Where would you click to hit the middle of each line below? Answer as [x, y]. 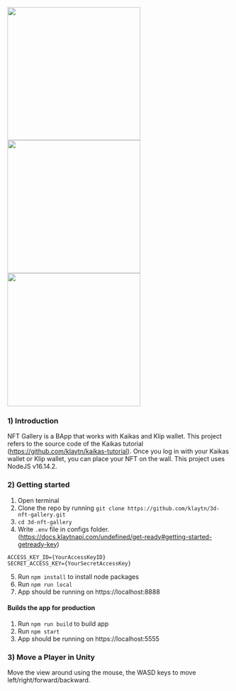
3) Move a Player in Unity [51, 657]
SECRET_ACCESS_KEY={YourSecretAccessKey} [69, 563]
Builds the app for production [51, 608]
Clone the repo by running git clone [71, 508]
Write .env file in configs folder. [63, 529]
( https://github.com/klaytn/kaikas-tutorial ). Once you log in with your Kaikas [118, 451]
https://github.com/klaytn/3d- [173, 508]
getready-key [37, 544]
